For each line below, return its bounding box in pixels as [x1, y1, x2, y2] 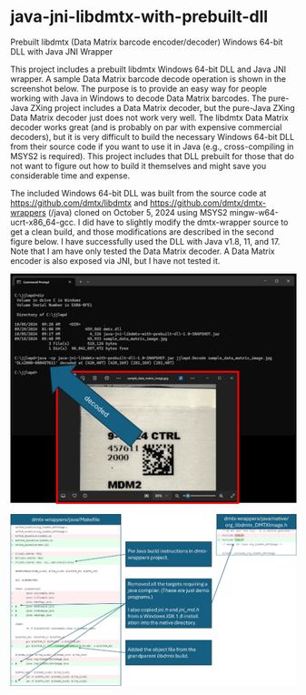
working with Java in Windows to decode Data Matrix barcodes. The [10, 93, 267, 104]
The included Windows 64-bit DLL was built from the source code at [10, 187, 267, 198]
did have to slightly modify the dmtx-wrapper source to [82, 217, 289, 227]
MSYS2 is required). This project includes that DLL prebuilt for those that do [10, 150, 294, 161]
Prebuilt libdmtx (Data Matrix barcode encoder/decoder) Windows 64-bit [10, 36, 283, 47]
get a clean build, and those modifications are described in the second [10, 226, 275, 237]
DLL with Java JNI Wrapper [10, 45, 114, 56]
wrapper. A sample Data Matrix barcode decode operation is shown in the [10, 73, 287, 84]
